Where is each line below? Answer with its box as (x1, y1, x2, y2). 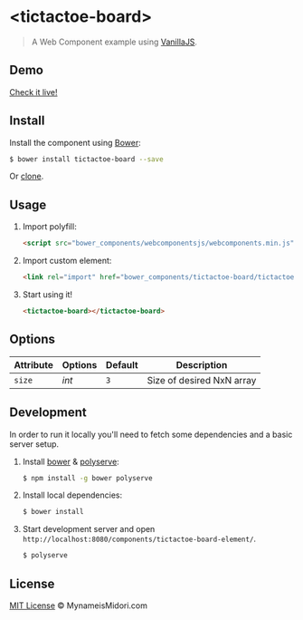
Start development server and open (22, 524, 156, 535)
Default (105, 358, 138, 371)
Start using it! (22, 289, 73, 300)
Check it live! (9, 86, 58, 97)
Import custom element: (22, 256, 112, 266)
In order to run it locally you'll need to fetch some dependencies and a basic (9, 429, 293, 440)
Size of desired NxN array (147, 373, 257, 386)
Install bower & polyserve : (22, 456, 119, 467)
